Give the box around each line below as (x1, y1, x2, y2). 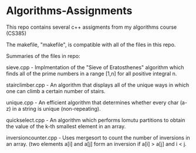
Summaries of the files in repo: (6, 52, 80, 59)
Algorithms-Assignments (6, 4, 133, 18)
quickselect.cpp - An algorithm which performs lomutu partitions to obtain (6, 116, 185, 124)
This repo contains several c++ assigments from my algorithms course (6, 23, 177, 30)
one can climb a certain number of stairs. (6, 87, 106, 94)
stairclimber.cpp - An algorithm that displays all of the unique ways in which (6, 81, 190, 89)
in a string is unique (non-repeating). (12, 105, 101, 112)
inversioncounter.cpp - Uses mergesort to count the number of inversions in (6, 134, 191, 141)
